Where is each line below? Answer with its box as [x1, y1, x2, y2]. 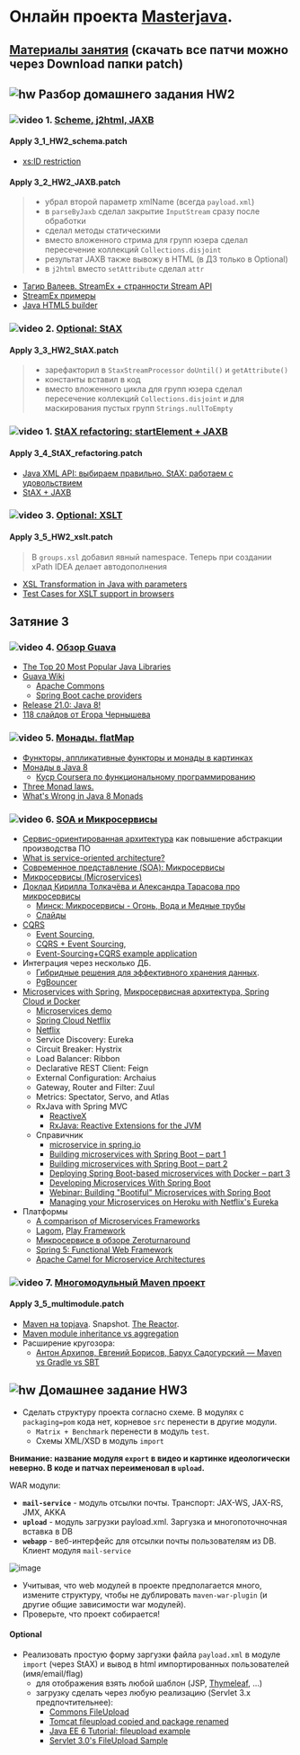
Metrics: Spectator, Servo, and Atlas [35, 1091, 170, 1102]
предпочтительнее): [35, 1697, 114, 1708]
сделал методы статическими [44, 225, 162, 236]
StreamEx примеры [22, 291, 96, 301]
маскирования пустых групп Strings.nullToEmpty [44, 403, 234, 414]
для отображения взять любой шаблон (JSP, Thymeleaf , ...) [35, 1678, 263, 1688]
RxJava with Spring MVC [35, 1100, 128, 1112]
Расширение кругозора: [22, 1338, 115, 1348]
